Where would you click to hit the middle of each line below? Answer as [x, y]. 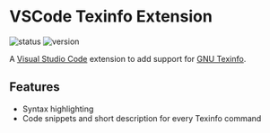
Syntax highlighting [58, 109]
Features [35, 87]
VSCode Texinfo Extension [111, 17]
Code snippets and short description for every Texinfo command [142, 118]
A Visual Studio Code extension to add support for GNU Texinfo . [128, 58]
